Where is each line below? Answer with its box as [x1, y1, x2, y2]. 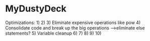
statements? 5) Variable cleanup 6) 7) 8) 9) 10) [5, 30, 102, 36]
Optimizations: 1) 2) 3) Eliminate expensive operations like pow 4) [5, 19, 141, 25]
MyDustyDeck [5, 3, 67, 14]
